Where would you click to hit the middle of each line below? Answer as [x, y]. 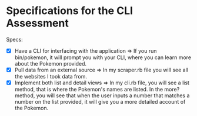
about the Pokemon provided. [51, 64]
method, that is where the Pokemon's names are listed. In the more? [97, 90]
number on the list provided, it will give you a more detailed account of [100, 102]
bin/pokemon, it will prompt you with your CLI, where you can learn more [103, 57]
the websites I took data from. [51, 77]
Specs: [15, 39]
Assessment [37, 23]
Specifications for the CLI [70, 11]
